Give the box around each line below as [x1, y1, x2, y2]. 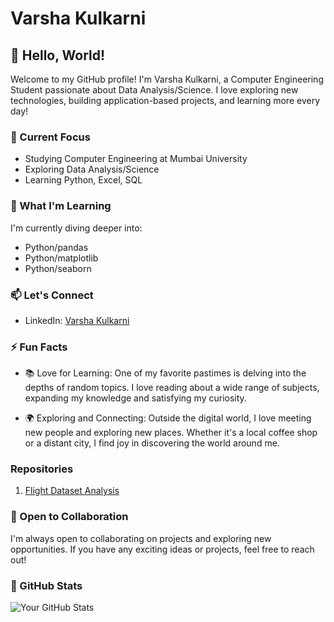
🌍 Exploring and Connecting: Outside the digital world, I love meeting [24, 412, 312, 424]
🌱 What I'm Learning [10, 199, 112, 213]
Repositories [10, 462, 74, 476]
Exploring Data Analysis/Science [24, 163, 160, 176]
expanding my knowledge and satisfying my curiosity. [24, 392, 247, 404]
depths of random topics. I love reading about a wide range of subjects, [24, 382, 320, 394]
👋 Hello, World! [10, 47, 106, 64]
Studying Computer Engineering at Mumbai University [24, 153, 248, 165]
